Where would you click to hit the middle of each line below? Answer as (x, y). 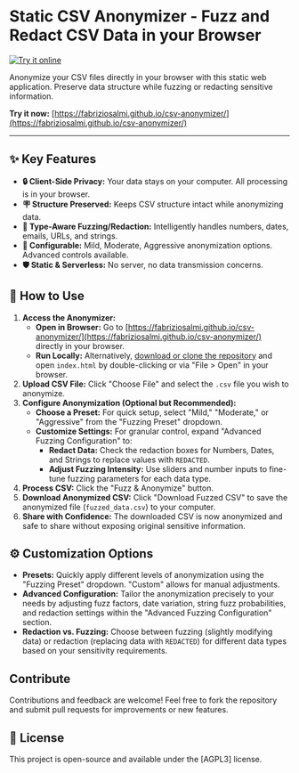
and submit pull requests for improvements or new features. (119, 710)
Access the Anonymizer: (69, 317)
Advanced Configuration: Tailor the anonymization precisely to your (148, 594)
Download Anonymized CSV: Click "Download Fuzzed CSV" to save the (155, 497)
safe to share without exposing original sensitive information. (134, 525)
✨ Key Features (53, 159)
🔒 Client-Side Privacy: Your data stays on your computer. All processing (155, 181)
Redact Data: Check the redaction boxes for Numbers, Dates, (162, 450)
